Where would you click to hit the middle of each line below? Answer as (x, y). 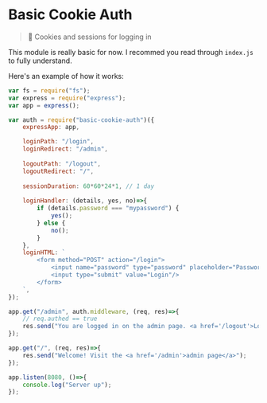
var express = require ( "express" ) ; (67, 98)
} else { (51, 223)
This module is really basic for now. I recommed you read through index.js (131, 52)
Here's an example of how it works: (66, 76)
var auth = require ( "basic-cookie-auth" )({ (81, 120)
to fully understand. (41, 61)
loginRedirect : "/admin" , (66, 149)
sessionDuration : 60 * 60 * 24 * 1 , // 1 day (89, 186)
